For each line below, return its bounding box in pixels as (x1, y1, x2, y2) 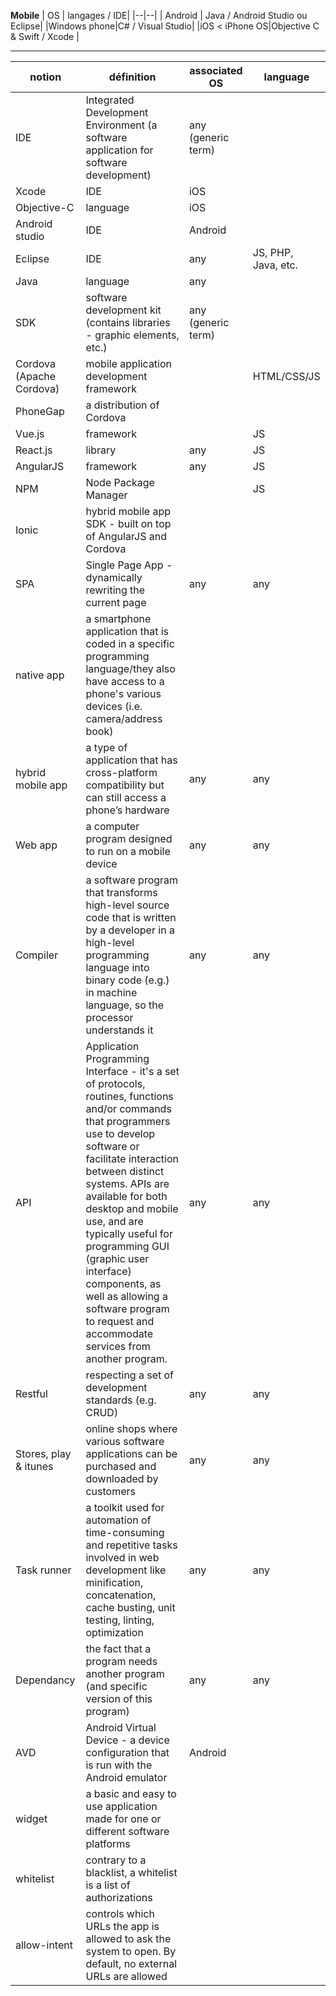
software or (85, 1140, 140, 1153)
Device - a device (85, 1733, 170, 1747)
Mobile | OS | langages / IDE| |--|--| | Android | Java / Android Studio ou (10, 10, 308, 21)
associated (189, 64, 243, 77)
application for (85, 143, 154, 157)
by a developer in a (85, 923, 175, 937)
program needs (85, 1655, 158, 1668)
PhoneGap (15, 405, 65, 418)
